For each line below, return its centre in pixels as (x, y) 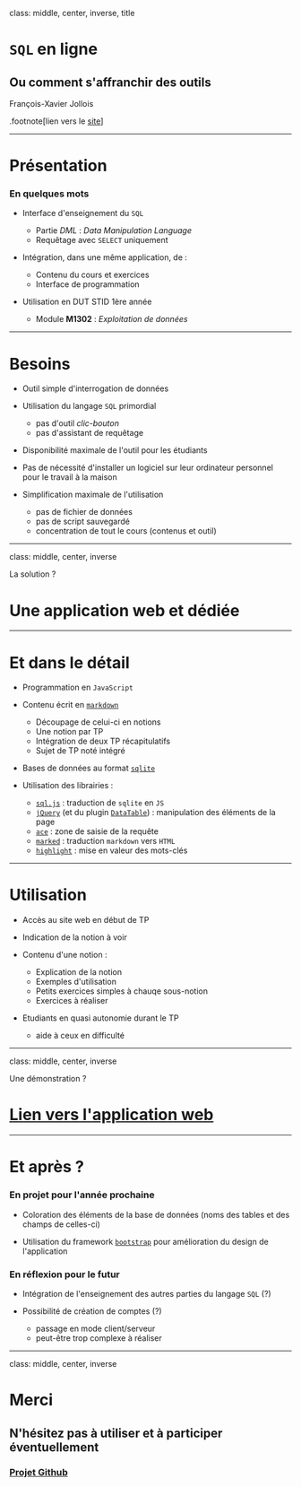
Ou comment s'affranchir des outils (111, 82)
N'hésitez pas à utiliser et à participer (116, 1433)
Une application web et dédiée (125, 610)
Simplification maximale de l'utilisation (93, 495)
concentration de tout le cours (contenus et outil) (126, 531)
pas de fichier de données (84, 512)
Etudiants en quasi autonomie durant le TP (100, 1018)
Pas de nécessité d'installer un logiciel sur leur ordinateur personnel (147, 468)
